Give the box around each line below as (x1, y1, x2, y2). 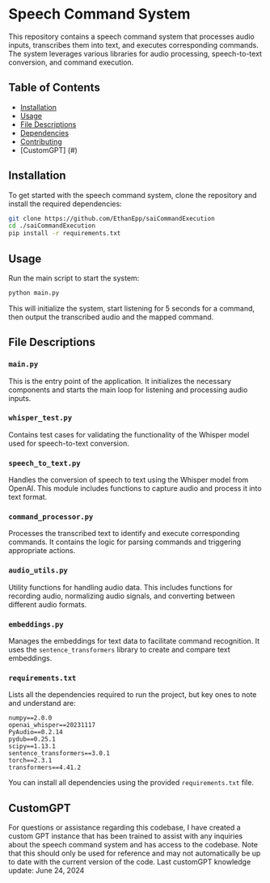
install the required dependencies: (8, 199, 123, 209)
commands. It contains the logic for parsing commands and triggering (8, 537, 242, 547)
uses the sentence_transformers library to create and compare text (8, 644, 230, 655)
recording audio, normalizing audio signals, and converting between (8, 591, 235, 601)
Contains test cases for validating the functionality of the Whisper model (8, 429, 250, 439)
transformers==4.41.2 (8, 763, 82, 772)
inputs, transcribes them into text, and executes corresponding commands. (8, 40, 259, 49)
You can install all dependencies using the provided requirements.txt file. (8, 778, 255, 788)
